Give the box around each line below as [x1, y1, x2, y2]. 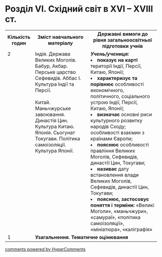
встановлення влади [90, 171, 139, 178]
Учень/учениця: [90, 50, 129, 57]
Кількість [7, 33, 30, 40]
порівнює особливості [90, 81, 144, 88]
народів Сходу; [90, 123, 126, 130]
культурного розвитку [90, 117, 143, 124]
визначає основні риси [97, 111, 152, 118]
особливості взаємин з [90, 129, 145, 136]
